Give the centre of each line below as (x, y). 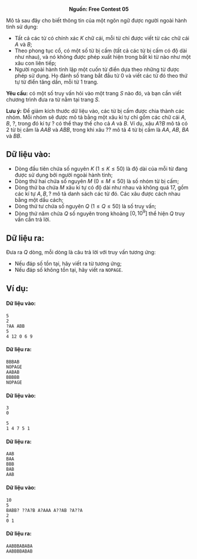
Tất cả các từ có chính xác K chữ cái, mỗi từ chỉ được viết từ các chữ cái (102, 38)
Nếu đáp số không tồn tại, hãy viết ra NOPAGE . (69, 270)
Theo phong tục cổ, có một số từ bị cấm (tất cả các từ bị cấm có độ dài (101, 51)
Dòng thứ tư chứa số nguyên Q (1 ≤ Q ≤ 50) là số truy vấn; (85, 206)
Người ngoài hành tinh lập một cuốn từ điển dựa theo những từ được (97, 69)
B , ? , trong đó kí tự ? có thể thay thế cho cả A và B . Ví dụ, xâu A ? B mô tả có (97, 123)
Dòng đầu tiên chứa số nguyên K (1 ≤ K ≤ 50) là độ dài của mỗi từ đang (101, 168)
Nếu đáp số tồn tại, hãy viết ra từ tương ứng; (68, 264)
